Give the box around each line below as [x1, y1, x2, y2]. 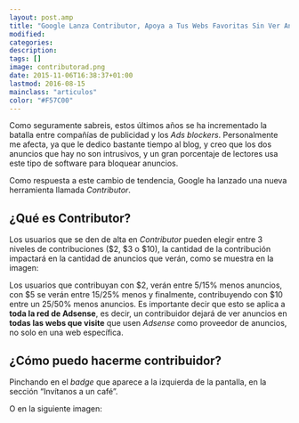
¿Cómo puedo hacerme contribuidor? [9, 353, 222, 368]
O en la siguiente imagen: [9, 403, 102, 414]
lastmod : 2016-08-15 [9, 79, 86, 88]
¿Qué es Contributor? [9, 210, 132, 225]
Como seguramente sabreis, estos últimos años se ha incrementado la [9, 120, 267, 131]
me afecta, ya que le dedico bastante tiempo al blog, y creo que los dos [9, 139, 272, 150]
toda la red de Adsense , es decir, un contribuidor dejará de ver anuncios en [9, 308, 287, 319]
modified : [9, 29, 46, 38]
